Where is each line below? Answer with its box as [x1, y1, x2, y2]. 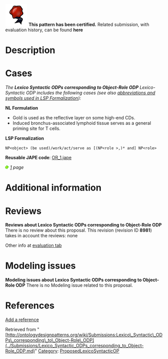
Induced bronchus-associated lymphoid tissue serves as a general [12, 120, 151, 126]
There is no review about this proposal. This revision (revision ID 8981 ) [5, 227, 152, 234]
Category [38, 348, 58, 354]
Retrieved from [5, 327, 36, 333]
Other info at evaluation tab [5, 242, 62, 249]
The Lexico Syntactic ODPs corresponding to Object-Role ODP [5, 84, 139, 91]
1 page [10, 164, 24, 170]
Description [5, 44, 55, 56]
